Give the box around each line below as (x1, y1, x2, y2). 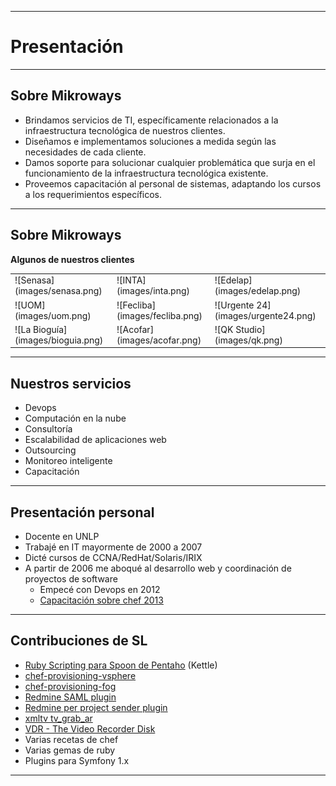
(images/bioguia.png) (14, 334, 104, 346)
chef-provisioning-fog (24, 680, 117, 692)
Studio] (235, 323, 266, 335)
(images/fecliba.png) (116, 309, 203, 321)
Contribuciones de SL (10, 632, 148, 650)
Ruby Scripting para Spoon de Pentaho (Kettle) (24, 659, 218, 671)
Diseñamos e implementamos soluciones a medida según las (24, 135, 277, 147)
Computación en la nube (24, 412, 127, 425)
